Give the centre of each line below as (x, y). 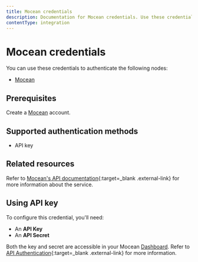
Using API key (32, 203)
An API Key (29, 229)
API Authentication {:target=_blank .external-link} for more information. (91, 253)
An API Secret (32, 235)
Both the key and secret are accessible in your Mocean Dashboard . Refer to (98, 247)
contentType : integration (38, 22)
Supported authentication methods (72, 131)
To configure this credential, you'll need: (55, 217)
